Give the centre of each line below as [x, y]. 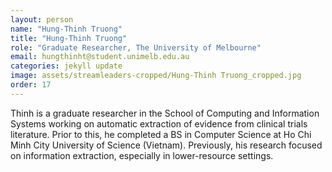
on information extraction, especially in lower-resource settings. [142, 155]
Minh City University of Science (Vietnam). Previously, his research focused [166, 145]
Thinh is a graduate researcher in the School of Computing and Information [165, 113]
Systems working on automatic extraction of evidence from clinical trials [159, 123]
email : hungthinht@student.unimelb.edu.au [100, 57]
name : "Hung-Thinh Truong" [66, 29]
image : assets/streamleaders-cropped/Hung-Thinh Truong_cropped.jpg [156, 76]
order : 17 [31, 85]
